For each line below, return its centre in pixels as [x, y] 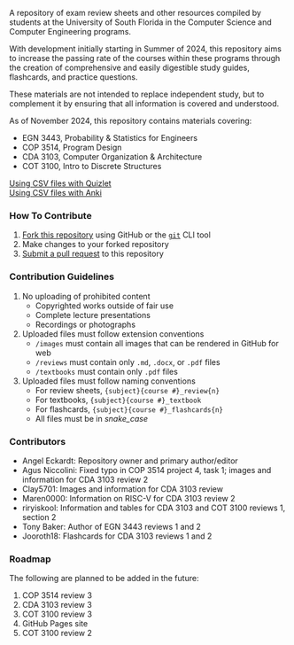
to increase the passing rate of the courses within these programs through [145, 58]
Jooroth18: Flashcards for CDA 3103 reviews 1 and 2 [117, 536]
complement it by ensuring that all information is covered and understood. [144, 104]
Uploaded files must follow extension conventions [113, 334]
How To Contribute [50, 215]
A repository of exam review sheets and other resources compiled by [135, 13]
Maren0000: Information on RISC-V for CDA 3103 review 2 [128, 498]
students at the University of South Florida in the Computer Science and [140, 22]
